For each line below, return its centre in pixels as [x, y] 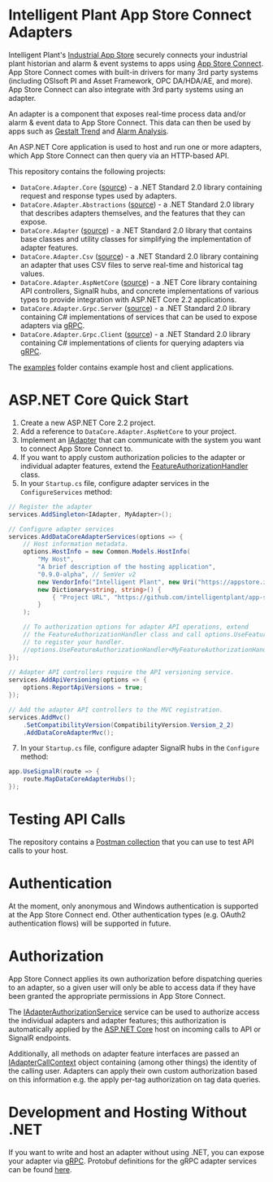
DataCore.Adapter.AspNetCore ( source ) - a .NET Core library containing [139, 282]
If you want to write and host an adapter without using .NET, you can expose [136, 1152]
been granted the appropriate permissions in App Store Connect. [117, 996]
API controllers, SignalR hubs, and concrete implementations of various [139, 291]
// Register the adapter [50, 506]
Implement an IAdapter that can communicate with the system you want [141, 440]
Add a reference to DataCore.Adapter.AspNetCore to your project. [128, 431]
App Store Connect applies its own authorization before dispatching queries [135, 978]
